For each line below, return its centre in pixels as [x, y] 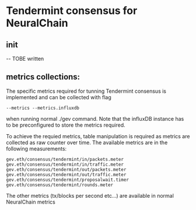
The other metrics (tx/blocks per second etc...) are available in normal [90, 195]
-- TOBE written [25, 59]
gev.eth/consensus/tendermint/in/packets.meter [65, 159]
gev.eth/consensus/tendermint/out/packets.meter [66, 169]
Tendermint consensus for [72, 11]
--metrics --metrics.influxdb [43, 108]
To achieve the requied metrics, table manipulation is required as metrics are [98, 136]
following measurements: [36, 148]
